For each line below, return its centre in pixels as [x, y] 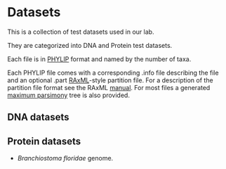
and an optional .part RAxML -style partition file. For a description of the [110, 80]
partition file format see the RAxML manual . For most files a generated [109, 87]
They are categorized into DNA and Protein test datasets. [90, 45]
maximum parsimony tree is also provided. [68, 95]
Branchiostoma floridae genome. [65, 158]
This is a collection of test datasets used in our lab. [81, 32]
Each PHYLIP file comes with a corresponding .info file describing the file [113, 73]
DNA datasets [38, 117]
